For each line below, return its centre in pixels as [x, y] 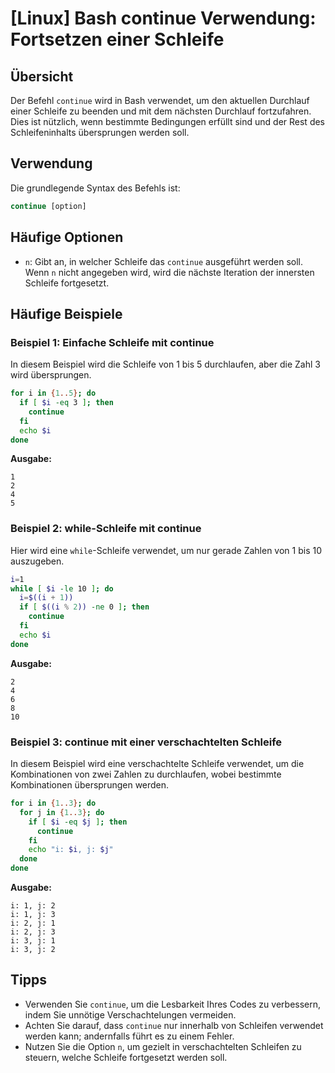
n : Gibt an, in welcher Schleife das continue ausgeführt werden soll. [163, 261]
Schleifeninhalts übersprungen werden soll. [100, 132]
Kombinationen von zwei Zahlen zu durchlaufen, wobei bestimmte [146, 774]
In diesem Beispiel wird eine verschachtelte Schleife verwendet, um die [157, 764]
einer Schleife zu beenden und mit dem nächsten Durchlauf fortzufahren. [161, 111]
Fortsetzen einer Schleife [117, 39]
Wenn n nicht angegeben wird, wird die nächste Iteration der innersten [169, 272]
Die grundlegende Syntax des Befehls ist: [95, 188]
